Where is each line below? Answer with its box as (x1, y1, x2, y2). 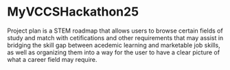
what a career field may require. (7, 55, 97, 63)
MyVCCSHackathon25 (7, 4, 139, 20)
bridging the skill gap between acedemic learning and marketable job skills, (7, 41, 221, 49)
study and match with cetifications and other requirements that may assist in (7, 33, 224, 41)
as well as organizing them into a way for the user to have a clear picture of (7, 48, 220, 56)
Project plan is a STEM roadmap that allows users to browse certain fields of (7, 27, 223, 35)
